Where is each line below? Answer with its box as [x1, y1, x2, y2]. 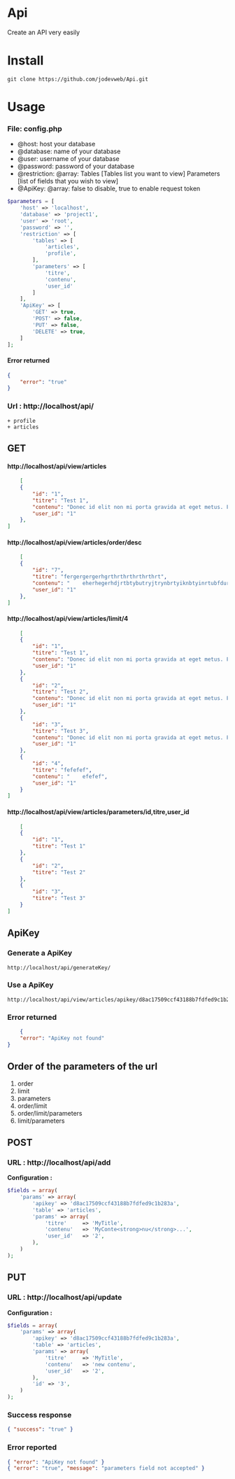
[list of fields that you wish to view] [17, 177, 119, 185]
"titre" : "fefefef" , [32, 766, 92, 773]
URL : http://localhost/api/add [7, 1157, 111, 1167]
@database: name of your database [17, 147, 121, 155]
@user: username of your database [17, 155, 120, 163]
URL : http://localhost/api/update [7, 1293, 122, 1303]
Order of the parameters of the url [7, 1060, 158, 1072]
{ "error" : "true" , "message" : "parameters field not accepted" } [7, 1465, 205, 1472]
